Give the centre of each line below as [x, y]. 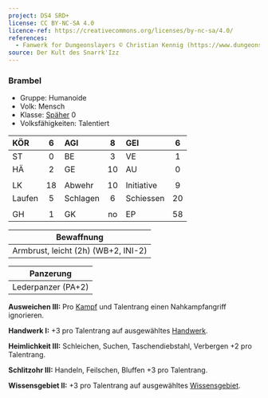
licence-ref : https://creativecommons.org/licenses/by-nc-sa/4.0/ [121, 30]
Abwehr [79, 186]
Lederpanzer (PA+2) [51, 287]
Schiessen [145, 199]
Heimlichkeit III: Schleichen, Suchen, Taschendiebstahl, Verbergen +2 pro [130, 346]
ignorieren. [26, 315]
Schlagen [82, 199]
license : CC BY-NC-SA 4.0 [51, 23]
